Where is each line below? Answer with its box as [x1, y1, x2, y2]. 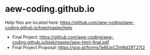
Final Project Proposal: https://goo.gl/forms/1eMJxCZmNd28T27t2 [12, 44, 145, 50]
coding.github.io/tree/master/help [5, 24, 73, 30]
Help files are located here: [5, 19, 59, 25]
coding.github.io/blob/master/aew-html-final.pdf [12, 39, 109, 45]
